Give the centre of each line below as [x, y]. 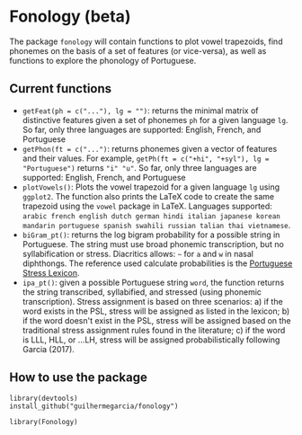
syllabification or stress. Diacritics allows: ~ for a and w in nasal [138, 253]
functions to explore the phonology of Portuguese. [103, 60]
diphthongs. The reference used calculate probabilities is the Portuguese [157, 263]
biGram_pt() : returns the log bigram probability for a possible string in [151, 235]
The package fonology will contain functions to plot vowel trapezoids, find [146, 41]
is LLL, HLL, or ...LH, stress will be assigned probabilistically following [151, 340]
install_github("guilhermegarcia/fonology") [94, 406]
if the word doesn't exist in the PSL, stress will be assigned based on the [157, 320]
